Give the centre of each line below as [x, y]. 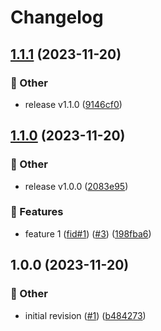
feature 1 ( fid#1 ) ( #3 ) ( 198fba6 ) [88, 233]
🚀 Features [37, 212]
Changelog [57, 17]
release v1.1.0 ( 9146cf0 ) [73, 104]
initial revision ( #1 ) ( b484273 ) [85, 315]
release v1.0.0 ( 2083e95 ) [76, 186]
